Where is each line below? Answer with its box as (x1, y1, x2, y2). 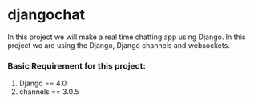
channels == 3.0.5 (18, 87, 79, 97)
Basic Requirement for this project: (7, 60, 146, 71)
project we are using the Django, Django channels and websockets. (7, 40, 230, 50)
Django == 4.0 (18, 78, 67, 89)
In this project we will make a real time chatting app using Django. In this (7, 32, 246, 42)
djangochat (7, 6, 86, 24)
